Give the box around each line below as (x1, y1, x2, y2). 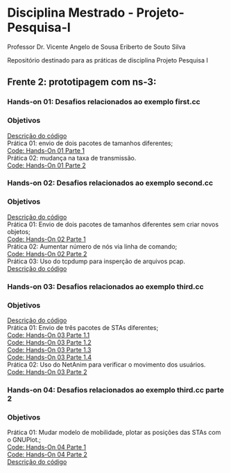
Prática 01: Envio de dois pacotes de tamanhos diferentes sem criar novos (7, 220, 219, 229)
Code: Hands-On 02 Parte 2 (7, 249, 87, 258)
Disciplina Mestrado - (7, 5, 134, 21)
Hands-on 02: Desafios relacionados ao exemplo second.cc (7, 179, 214, 188)
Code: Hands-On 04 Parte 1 (7, 443, 87, 451)
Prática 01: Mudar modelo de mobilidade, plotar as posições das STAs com (7, 429, 221, 437)
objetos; (7, 227, 31, 235)
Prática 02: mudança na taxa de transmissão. (7, 153, 137, 162)
